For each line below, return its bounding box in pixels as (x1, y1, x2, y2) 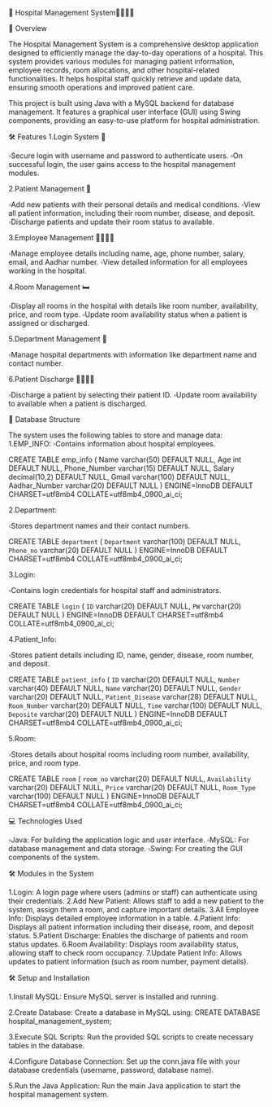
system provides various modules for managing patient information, (8, 57, 235, 66)
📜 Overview (8, 24, 47, 33)
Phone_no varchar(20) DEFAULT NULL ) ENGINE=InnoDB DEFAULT (8, 546, 228, 555)
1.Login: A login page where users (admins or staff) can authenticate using (8, 888, 257, 897)
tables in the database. (8, 1041, 85, 1050)
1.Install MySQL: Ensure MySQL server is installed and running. (8, 992, 218, 1001)
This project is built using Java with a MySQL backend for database (8, 99, 235, 108)
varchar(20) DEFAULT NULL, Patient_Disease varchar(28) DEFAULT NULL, (8, 692, 257, 701)
